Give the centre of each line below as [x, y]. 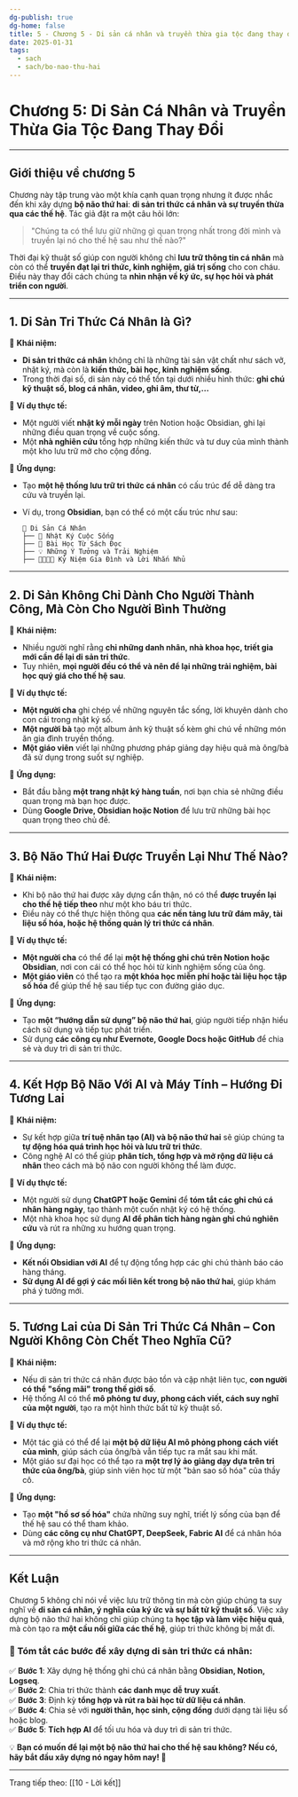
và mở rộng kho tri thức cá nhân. [82, 1542]
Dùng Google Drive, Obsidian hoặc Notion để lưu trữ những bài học [146, 811]
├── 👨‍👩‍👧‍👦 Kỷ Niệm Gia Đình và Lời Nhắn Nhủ [104, 560]
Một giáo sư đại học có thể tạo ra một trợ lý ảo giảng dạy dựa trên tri [148, 1461]
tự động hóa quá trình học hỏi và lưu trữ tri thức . [112, 1147]
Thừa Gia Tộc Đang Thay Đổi [117, 130]
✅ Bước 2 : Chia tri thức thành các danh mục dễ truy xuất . [115, 1690]
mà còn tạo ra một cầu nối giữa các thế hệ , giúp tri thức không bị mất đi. [142, 1628]
